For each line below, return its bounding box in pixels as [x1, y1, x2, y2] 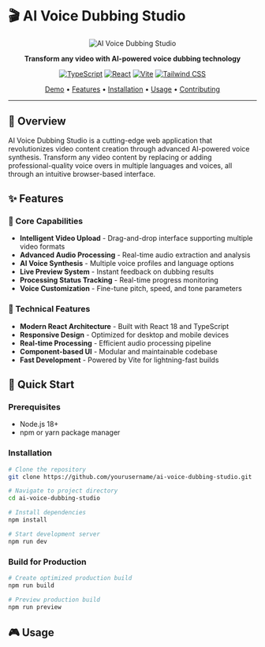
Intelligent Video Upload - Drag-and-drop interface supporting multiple [19, 234, 253, 243]
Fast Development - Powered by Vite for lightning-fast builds [19, 355, 219, 365]
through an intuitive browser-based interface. [8, 169, 156, 178]
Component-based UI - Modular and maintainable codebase [19, 346, 218, 356]
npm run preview [8, 603, 62, 611]
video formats [19, 242, 65, 252]
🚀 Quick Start [8, 378, 75, 391]
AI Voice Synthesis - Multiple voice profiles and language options [19, 259, 234, 268]
